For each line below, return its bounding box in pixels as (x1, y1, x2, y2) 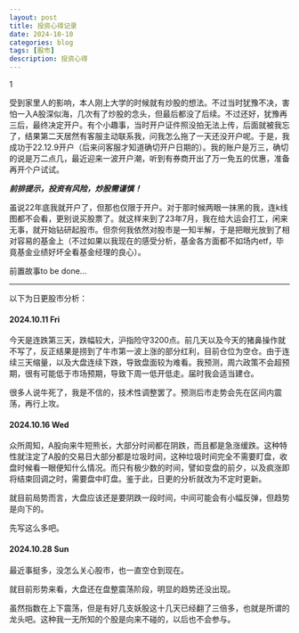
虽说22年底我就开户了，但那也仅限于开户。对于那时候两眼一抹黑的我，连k (9, 202, 280, 212)
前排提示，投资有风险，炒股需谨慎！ (9, 184, 142, 193)
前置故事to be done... (9, 266, 87, 276)
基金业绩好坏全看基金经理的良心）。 (16, 247, 146, 257)
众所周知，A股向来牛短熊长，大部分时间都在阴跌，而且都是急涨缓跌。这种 (9, 440, 280, 451)
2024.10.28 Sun (9, 544, 69, 554)
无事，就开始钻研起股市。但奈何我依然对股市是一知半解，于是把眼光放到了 (9, 225, 282, 234)
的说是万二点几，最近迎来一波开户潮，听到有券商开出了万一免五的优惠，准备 (9, 153, 290, 163)
